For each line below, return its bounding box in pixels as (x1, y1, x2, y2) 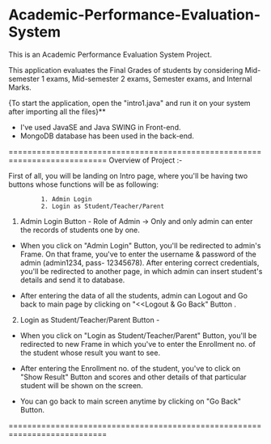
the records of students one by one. (19, 225, 140, 235)
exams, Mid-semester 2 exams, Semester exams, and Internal (45, 74, 252, 83)
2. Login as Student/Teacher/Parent (40, 202, 164, 210)
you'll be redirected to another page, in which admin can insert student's (19, 266, 263, 276)
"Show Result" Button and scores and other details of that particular (19, 372, 247, 382)
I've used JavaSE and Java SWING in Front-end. (19, 122, 181, 132)
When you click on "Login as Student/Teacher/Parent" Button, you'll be (19, 330, 257, 340)
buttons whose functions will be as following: (8, 180, 159, 189)
